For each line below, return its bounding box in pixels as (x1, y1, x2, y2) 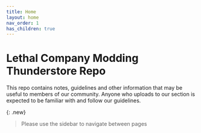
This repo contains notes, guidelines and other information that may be (6, 84, 183, 91)
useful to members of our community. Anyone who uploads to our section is (6, 91, 195, 98)
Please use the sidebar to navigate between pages (21, 120, 147, 128)
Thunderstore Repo (6, 64, 106, 78)
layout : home (6, 14, 39, 20)
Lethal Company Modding (6, 52, 139, 65)
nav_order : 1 (6, 20, 39, 26)
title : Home (6, 8, 36, 15)
